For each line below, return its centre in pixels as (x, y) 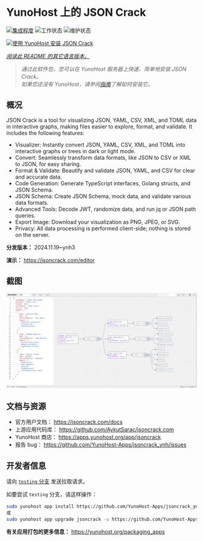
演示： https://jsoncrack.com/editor (50, 260)
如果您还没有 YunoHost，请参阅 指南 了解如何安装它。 (87, 84)
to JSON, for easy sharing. (48, 164)
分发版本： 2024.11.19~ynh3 (41, 247)
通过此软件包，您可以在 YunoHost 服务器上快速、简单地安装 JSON (104, 69)
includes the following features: (45, 133)
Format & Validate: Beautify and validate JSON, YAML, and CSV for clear (105, 170)
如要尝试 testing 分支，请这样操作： (52, 494)
